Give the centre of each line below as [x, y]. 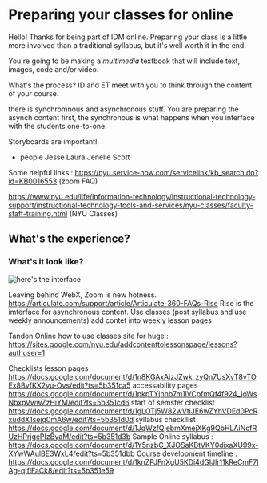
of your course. [34, 93]
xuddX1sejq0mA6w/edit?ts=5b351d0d [71, 419]
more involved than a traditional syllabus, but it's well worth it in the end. [127, 45]
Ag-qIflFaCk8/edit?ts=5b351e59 [61, 470]
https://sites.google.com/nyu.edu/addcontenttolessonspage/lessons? [123, 344]
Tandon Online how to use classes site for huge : [89, 336]
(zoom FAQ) [78, 181]
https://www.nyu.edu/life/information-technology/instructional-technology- [132, 196]
